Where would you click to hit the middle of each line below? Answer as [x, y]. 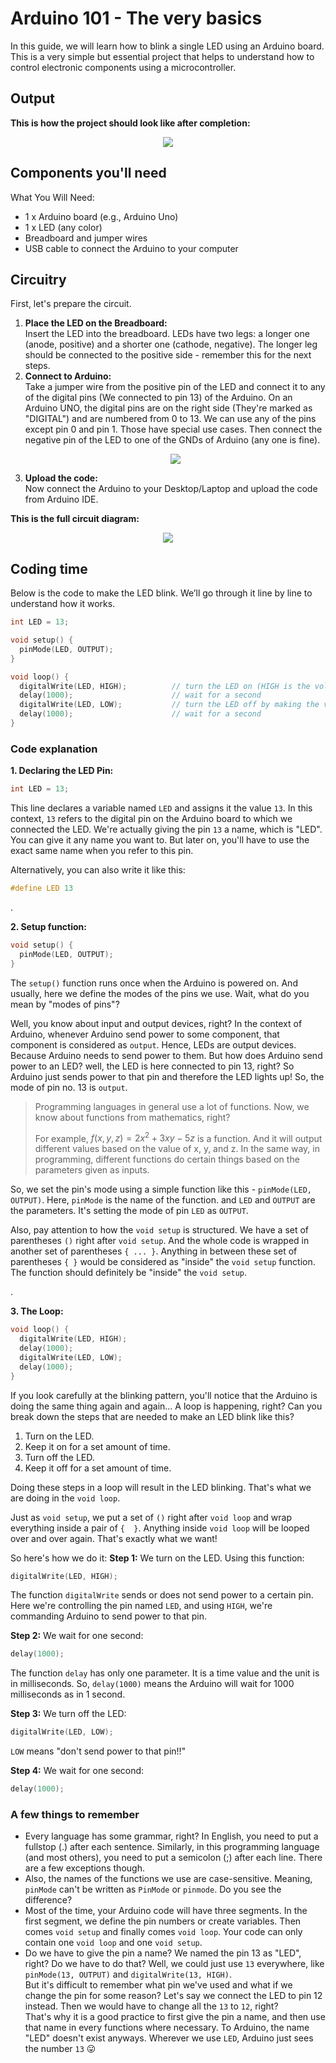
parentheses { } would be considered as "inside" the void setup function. [163, 1262]
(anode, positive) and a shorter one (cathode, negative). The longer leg [171, 344]
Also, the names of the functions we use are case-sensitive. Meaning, [168, 1879]
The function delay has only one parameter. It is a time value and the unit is [165, 1673]
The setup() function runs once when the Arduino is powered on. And [154, 983]
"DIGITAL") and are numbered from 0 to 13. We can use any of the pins [170, 419]
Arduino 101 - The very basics [136, 18]
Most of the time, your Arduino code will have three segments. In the [166, 1911]
